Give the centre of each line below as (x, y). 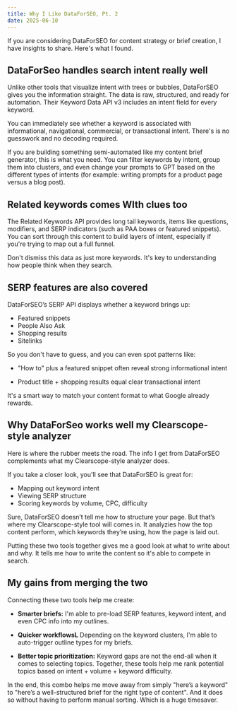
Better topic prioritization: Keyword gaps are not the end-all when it (117, 656)
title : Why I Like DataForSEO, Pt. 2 (63, 14)
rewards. (20, 403)
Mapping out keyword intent (59, 488)
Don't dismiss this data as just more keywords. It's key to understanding (112, 258)
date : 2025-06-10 (33, 20)
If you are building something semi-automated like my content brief (105, 152)
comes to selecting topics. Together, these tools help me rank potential (121, 663)
